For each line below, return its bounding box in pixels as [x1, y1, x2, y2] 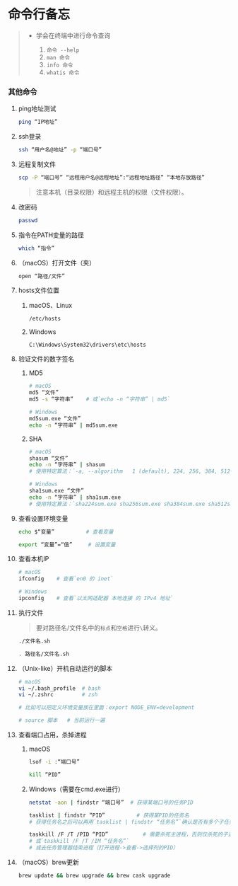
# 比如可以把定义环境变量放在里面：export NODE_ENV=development [18, 704, 195, 711]
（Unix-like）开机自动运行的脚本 [18, 664, 112, 672]
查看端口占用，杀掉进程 [18, 730, 87, 740]
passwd [18, 217, 38, 224]
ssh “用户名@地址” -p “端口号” [18, 146, 102, 154]
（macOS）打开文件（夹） [18, 258, 96, 267]
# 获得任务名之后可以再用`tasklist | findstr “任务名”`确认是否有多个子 [28, 818, 225, 825]
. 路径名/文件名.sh [18, 650, 70, 657]
